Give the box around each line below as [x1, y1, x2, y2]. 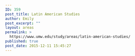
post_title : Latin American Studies [5, 12, 80, 17]
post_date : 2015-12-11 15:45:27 [5, 43, 71, 48]
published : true [5, 39, 38, 44]
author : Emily [5, 16, 34, 21]
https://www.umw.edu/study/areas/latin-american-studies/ [9, 35, 131, 39]
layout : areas [5, 25, 34, 30]
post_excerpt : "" [5, 20, 41, 26]
